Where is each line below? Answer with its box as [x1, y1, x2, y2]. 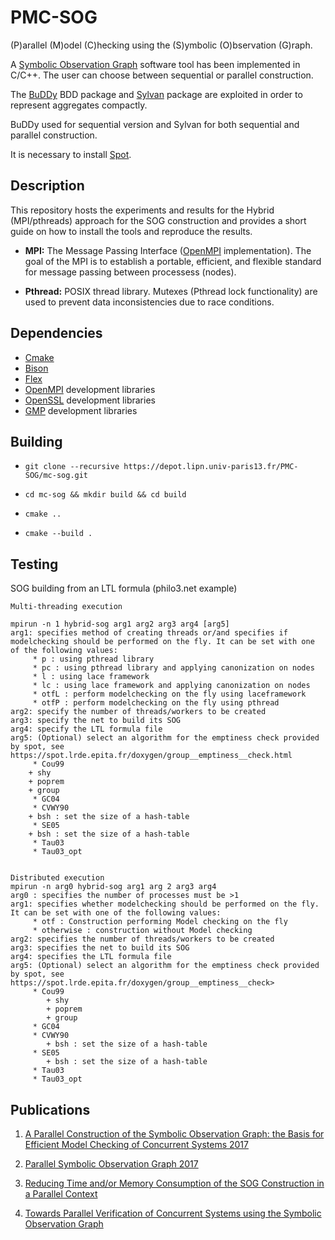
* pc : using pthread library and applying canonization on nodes [32, 663, 315, 673]
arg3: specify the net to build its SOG [10, 716, 182, 726]
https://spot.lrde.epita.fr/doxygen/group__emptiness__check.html [10, 751, 293, 761]
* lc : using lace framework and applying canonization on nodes [32, 681, 311, 691]
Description [10, 177, 85, 195]
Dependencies [10, 325, 103, 342]
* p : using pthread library [32, 654, 155, 665]
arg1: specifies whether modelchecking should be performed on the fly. [10, 899, 320, 910]
